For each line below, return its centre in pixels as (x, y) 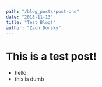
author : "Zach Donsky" (34, 28)
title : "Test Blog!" (31, 22)
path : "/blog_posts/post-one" (43, 11)
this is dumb (29, 79)
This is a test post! (52, 57)
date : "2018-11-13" (30, 17)
